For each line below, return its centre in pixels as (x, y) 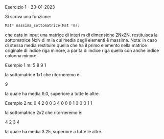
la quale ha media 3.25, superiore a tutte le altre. (54, 131)
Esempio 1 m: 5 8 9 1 (26, 65)
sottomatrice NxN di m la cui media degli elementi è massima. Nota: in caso (81, 40)
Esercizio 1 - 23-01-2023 (30, 7)
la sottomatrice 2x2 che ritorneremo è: (44, 113)
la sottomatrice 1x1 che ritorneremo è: (43, 74)
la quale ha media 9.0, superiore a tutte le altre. (53, 93)
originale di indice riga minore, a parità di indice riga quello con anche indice (82, 50)
